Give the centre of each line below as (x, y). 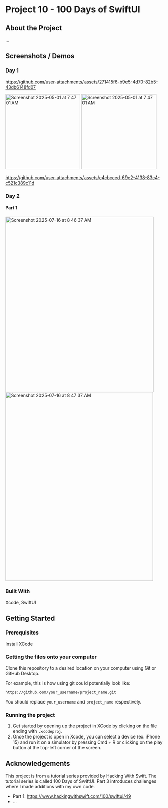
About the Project (34, 28)
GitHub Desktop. (23, 674)
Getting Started (30, 618)
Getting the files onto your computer (51, 657)
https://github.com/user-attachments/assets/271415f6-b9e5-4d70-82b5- (82, 82)
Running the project (30, 715)
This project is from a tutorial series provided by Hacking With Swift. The (81, 776)
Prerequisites (22, 633)
